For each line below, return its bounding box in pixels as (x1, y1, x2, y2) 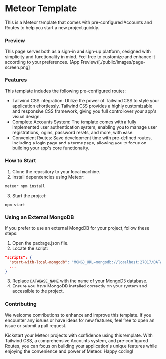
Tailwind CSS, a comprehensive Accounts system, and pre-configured (5, 337, 148, 343)
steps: (5, 230, 18, 236)
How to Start (5, 157, 36, 164)
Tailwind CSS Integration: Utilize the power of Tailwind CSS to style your (12, 97, 160, 103)
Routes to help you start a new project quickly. (5, 24, 100, 30)
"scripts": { (5, 255, 32, 260)
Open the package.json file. (12, 240, 69, 246)
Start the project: (12, 192, 47, 199)
